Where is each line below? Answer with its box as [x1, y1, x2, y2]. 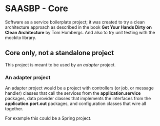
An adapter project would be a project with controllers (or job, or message [5, 85, 154, 91]
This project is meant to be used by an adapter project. [5, 62, 116, 67]
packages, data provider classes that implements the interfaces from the [5, 96, 151, 102]
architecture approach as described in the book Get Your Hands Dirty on [5, 24, 152, 30]
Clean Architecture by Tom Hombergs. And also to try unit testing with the [5, 29, 155, 35]
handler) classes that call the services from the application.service [5, 90, 141, 96]
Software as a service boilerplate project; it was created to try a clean [5, 19, 145, 25]
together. [5, 106, 23, 112]
